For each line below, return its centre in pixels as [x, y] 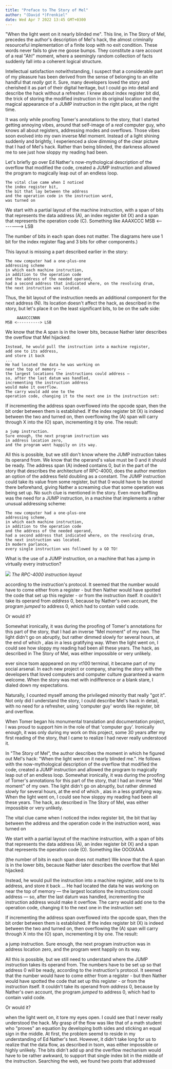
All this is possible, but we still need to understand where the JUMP [77, 959]
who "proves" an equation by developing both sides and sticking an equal [83, 1028]
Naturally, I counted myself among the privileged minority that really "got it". [85, 695]
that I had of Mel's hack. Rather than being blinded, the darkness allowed [83, 147]
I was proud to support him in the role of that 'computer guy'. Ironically [80, 727]
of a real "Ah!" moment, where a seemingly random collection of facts [79, 56]
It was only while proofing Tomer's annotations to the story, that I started [82, 120]
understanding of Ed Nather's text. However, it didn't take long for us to [81, 1039]
